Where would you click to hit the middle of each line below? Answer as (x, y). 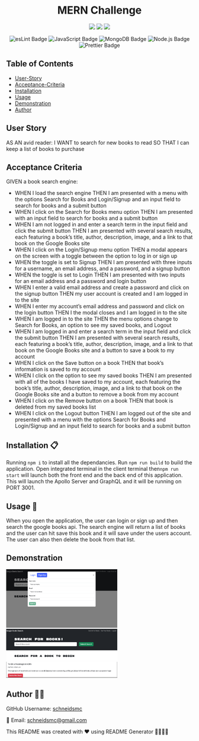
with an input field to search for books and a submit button (86, 218)
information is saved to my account (57, 369)
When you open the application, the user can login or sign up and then (92, 521)
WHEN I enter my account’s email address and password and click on (99, 306)
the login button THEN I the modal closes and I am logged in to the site (101, 313)
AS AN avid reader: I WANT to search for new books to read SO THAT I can (98, 142)
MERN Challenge (99, 10)
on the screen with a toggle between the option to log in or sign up (96, 256)
